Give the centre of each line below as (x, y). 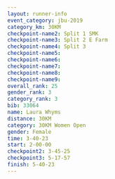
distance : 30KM (29, 118)
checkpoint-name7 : (34, 66)
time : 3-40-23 (28, 138)
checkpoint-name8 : (34, 73)
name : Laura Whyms (34, 112)
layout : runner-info (38, 14)
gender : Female (29, 132)
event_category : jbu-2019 (45, 20)
